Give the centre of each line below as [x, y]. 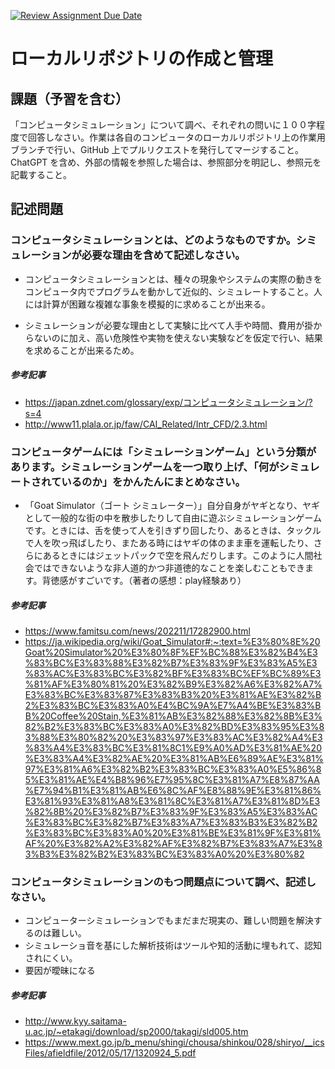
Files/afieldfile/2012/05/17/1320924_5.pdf [110, 1053]
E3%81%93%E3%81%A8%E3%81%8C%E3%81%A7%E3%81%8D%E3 [172, 801]
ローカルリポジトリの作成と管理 [142, 59]
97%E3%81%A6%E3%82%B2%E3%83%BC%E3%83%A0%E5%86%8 [173, 769]
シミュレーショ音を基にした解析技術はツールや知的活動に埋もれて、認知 [173, 946]
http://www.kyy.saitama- [75, 1021]
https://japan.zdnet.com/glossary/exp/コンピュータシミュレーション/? [168, 402]
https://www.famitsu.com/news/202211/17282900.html [137, 631]
